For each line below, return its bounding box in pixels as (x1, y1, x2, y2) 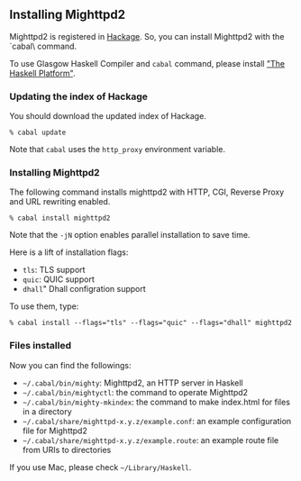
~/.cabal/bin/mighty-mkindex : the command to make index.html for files (22, 396, 291, 407)
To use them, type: (9, 301, 79, 312)
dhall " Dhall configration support (22, 284, 146, 295)
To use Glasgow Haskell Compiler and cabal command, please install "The (9, 58, 286, 68)
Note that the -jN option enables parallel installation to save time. (9, 230, 251, 240)
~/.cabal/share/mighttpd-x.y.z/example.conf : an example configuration (22, 415, 292, 426)
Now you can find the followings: (9, 359, 132, 370)
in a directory (22, 405, 72, 417)
